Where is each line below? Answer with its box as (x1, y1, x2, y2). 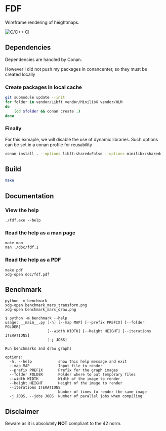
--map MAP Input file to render (9, 364, 103, 369)
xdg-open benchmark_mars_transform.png (5, 303, 87, 308)
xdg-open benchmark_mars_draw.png (5, 307, 77, 312)
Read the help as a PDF (5, 256, 61, 263)
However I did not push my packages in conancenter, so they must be (5, 66, 147, 72)
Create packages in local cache (5, 84, 83, 91)
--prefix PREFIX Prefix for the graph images (9, 368, 119, 373)
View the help (5, 207, 39, 214)
